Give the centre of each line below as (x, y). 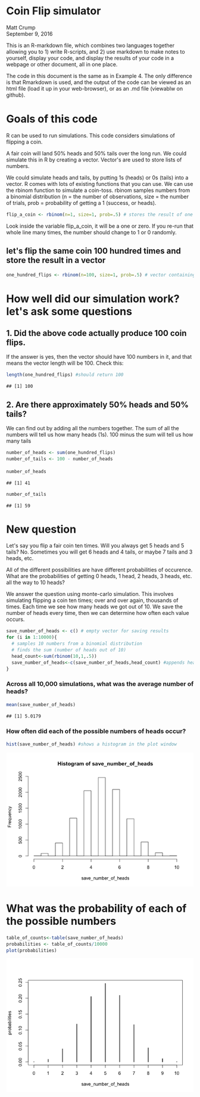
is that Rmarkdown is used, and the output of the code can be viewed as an (99, 82)
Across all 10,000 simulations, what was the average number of (100, 684)
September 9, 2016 (29, 33)
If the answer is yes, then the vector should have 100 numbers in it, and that (99, 357)
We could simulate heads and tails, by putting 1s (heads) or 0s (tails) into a (97, 178)
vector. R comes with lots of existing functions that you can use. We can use (100, 184)
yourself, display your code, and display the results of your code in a (90, 58)
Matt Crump (21, 27)
